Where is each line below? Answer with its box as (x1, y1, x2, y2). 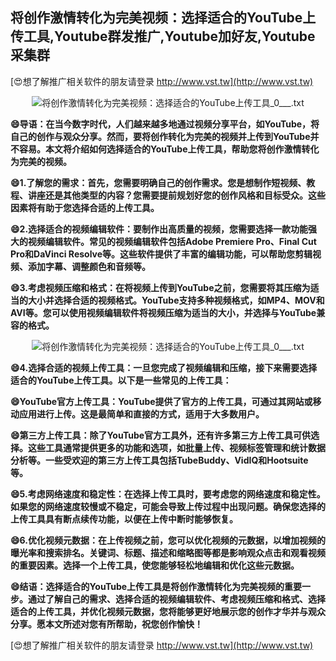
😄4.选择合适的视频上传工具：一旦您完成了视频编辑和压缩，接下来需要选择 (10, 361, 318, 373)
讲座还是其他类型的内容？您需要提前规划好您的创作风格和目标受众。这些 (27, 189, 326, 201)
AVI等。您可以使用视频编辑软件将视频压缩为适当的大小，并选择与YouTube (10, 306, 317, 318)
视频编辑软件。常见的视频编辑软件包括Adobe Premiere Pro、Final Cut (27, 235, 317, 247)
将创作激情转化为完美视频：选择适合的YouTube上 (10, 9, 317, 27)
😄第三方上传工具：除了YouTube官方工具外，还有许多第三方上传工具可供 (10, 429, 312, 441)
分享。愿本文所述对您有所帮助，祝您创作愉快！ (10, 618, 203, 630)
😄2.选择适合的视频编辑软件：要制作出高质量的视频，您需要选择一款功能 (10, 223, 309, 235)
